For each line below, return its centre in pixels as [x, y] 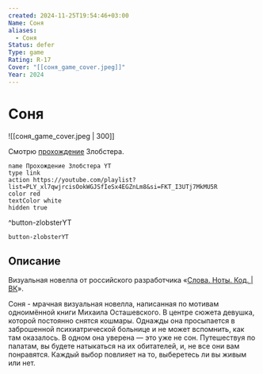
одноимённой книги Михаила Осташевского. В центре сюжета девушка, [131, 312]
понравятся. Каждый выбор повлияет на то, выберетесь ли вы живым [128, 355]
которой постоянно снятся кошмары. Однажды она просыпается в [122, 321]
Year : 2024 [26, 75]
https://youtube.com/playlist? [84, 179]
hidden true [28, 207]
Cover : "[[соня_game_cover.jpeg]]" [67, 67]
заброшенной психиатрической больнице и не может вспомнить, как [126, 330]
